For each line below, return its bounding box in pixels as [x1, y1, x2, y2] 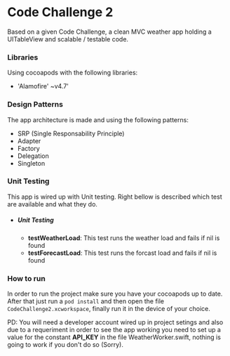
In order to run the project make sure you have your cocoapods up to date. [7, 289, 223, 298]
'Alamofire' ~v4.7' [17, 82, 69, 91]
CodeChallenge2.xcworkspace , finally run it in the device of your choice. [7, 305, 210, 313]
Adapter [17, 136, 41, 145]
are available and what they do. [7, 199, 98, 208]
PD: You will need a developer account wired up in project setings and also [7, 318, 224, 327]
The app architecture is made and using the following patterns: [7, 115, 189, 124]
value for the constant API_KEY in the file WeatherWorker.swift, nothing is [7, 333, 221, 341]
